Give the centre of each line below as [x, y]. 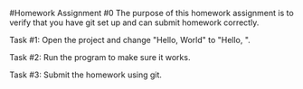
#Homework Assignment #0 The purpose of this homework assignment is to [151, 13]
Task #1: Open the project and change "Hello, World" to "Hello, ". [130, 40]
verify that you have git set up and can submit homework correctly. [134, 22]
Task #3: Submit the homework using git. [86, 75]
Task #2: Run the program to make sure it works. [100, 57]
